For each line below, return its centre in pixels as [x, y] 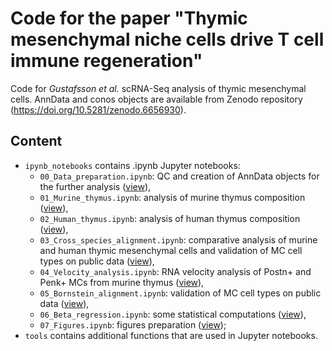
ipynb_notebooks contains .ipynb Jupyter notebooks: [132, 165]
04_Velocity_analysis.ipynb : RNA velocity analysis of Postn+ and [175, 271]
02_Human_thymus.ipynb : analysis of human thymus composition [170, 218]
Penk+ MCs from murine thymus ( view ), [122, 282]
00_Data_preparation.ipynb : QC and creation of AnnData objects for [179, 176]
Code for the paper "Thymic [129, 18]
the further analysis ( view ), [95, 186]
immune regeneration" [106, 61]
